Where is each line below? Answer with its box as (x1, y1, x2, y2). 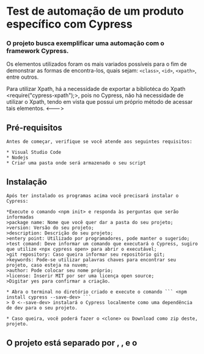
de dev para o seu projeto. (6, 305, 78, 311)
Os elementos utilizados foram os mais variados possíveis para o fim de (6, 60, 188, 68)
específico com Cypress (6, 17, 133, 31)
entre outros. (6, 73, 39, 81)
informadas (6, 214, 34, 220)
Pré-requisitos (6, 122, 63, 132)
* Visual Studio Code (6, 150, 62, 156)
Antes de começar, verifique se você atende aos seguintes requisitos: (6, 139, 192, 145)
